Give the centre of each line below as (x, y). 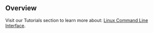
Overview (21, 8)
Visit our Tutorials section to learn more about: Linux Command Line (77, 20)
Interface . (16, 25)
